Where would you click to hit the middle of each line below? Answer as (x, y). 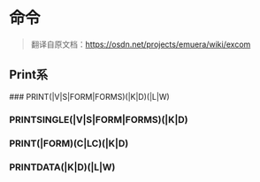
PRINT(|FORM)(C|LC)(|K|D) (69, 143)
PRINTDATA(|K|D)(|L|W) (62, 167)
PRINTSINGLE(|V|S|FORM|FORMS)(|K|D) (99, 119)
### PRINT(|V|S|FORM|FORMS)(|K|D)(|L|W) (89, 96)
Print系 (29, 75)
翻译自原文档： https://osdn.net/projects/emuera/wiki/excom (141, 44)
